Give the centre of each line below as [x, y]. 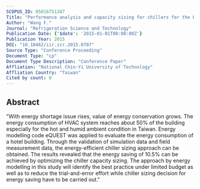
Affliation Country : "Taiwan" [44, 73]
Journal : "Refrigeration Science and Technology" [69, 28]
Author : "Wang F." [29, 23]
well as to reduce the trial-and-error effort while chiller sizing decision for [96, 173]
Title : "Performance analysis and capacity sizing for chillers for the [98, 17]
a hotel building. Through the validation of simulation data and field [88, 141]
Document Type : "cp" [32, 56]
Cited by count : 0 [29, 78]
